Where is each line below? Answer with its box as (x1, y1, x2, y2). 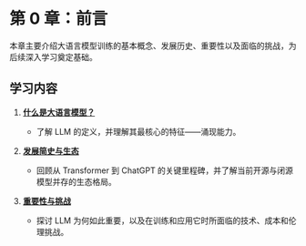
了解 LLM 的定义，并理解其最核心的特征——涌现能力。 (36, 126, 241, 137)
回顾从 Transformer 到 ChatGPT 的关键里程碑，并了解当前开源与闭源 (36, 165, 294, 176)
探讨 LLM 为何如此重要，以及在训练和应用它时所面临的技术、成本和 (36, 215, 289, 226)
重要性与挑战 (22, 195, 71, 206)
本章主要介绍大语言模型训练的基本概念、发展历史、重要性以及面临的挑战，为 (9, 40, 297, 51)
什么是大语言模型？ (22, 107, 96, 118)
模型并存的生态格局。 (36, 176, 117, 187)
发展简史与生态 (22, 145, 79, 156)
